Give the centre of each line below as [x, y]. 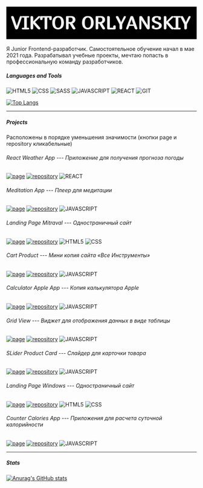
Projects [17, 122]
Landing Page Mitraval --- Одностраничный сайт [69, 223]
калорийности [25, 425]
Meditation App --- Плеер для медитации [59, 190]
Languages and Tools [34, 76]
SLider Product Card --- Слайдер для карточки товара [76, 353]
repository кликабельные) [39, 144]
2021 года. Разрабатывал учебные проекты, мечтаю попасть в [87, 56]
